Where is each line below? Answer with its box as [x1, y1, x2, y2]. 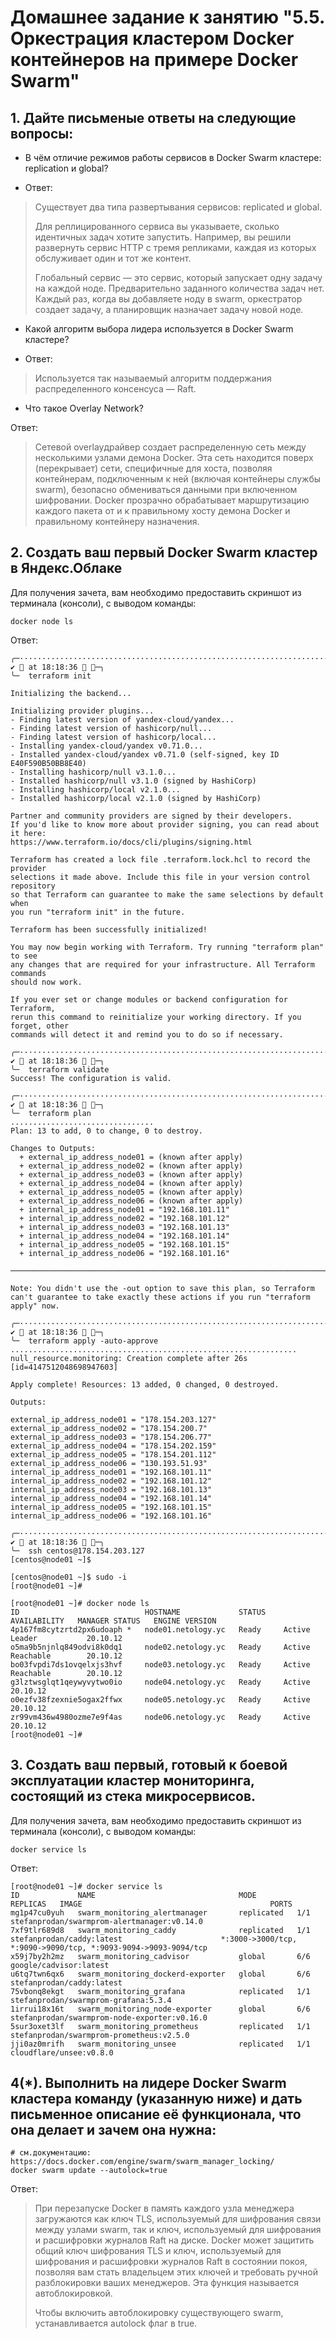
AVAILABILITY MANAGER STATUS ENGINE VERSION [10, 1616, 217, 1626]
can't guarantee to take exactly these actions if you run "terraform [10, 1292, 311, 1302]
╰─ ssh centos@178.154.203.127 [10, 1546, 145, 1556]
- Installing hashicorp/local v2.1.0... [10, 784, 182, 795]
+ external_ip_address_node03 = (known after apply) [19, 1169, 244, 1180]
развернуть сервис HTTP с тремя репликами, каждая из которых [34, 242, 317, 253]
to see [10, 951, 38, 961]
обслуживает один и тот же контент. [34, 252, 192, 264]
